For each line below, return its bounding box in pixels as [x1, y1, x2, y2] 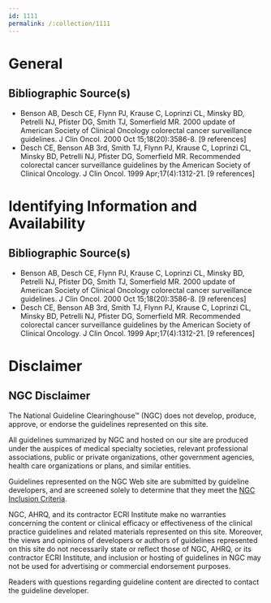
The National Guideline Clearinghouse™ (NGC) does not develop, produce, [8, 411, 257, 420]
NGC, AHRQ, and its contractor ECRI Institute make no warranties [8, 509, 226, 519]
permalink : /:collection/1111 [8, 19, 111, 28]
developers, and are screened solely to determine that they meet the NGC [8, 485, 256, 495]
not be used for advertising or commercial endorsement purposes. [8, 561, 231, 571]
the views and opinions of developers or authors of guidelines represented [8, 535, 258, 545]
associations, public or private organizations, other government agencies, [8, 452, 255, 462]
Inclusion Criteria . [8, 493, 67, 503]
